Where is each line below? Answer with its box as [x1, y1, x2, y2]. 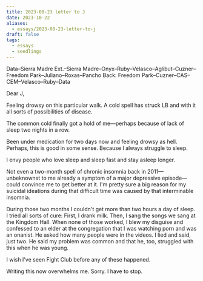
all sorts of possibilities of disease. [6, 107, 93, 115]
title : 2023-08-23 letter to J [6, 8, 85, 15]
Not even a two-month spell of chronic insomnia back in [6, 168, 147, 175]
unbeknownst [6, 174, 41, 181]
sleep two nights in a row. [6, 126, 70, 134]
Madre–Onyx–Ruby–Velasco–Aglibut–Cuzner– [82, 65, 196, 72]
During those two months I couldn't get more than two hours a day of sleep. [6, 205, 196, 212]
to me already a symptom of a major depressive [41, 174, 161, 181]
